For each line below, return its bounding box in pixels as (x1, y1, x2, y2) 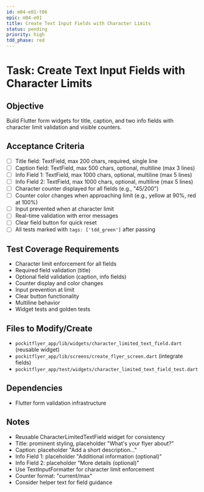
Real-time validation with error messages (15, 212, 119, 220)
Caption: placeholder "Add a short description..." (15, 446, 137, 454)
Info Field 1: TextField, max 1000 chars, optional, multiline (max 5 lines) (15, 171, 192, 178)
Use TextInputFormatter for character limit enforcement (15, 465, 155, 473)
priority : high (6, 32, 45, 38)
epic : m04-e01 (6, 15, 43, 21)
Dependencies (6, 383, 63, 394)
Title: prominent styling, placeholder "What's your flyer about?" (15, 440, 174, 447)
